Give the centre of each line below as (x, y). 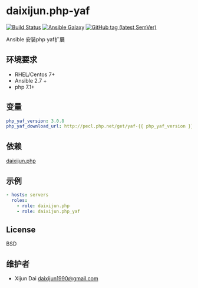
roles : (19, 200)
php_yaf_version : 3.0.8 (35, 121)
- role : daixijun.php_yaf (49, 211)
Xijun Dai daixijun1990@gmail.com (56, 279)
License (21, 229)
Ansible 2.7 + (31, 80)
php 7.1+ (25, 87)
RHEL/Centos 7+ (35, 74)
